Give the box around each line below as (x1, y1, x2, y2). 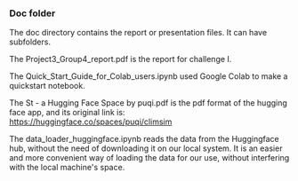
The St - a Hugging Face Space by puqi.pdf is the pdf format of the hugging (9, 98, 287, 108)
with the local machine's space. (9, 162, 125, 173)
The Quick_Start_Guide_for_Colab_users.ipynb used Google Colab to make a (9, 71, 288, 82)
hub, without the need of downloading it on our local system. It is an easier (9, 143, 283, 153)
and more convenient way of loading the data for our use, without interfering (9, 153, 290, 163)
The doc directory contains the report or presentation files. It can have (9, 28, 268, 38)
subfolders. (9, 36, 52, 47)
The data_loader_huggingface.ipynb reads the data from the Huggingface (9, 134, 279, 145)
